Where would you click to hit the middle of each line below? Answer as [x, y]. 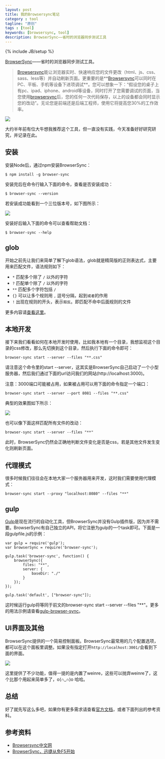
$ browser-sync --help [28, 232]
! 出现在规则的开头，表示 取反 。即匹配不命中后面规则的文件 [72, 302]
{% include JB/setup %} [30, 51]
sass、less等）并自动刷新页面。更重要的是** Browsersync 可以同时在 [87, 78]
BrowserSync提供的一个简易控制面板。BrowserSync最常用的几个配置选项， [82, 641]
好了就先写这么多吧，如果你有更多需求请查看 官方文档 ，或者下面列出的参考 [81, 709]
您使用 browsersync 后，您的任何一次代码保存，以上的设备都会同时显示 [89, 96]
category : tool [22, 19]
